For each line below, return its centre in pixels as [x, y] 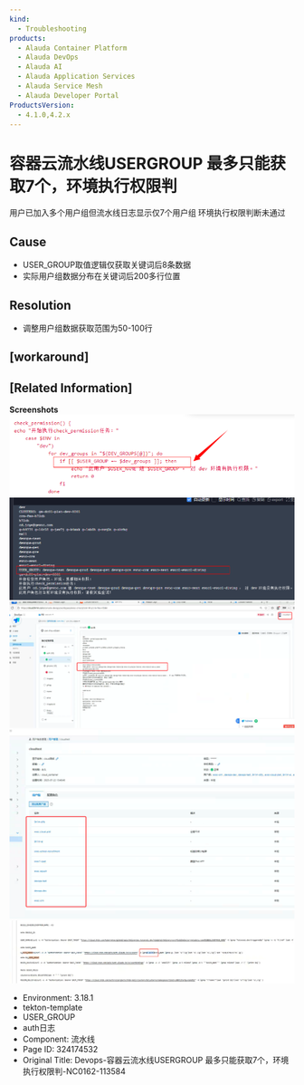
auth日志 [39, 1027]
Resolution [40, 305]
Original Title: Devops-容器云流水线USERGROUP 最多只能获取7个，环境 [156, 1060]
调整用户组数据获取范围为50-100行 [87, 328]
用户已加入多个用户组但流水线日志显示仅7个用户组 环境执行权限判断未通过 [147, 213]
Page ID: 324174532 [60, 1049]
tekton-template [52, 1007]
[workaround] [49, 357]
